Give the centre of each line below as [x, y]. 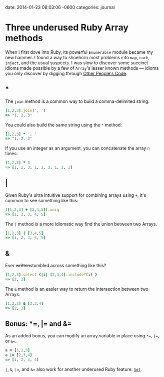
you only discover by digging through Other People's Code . [66, 73]
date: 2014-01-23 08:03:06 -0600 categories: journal [60, 7]
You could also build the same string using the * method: [64, 124]
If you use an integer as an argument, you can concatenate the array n [77, 148]
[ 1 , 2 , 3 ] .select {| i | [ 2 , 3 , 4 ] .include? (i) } [51, 275]
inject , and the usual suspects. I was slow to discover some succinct [77, 63]
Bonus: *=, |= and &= [38, 324]
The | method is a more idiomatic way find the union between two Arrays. [81, 224]
